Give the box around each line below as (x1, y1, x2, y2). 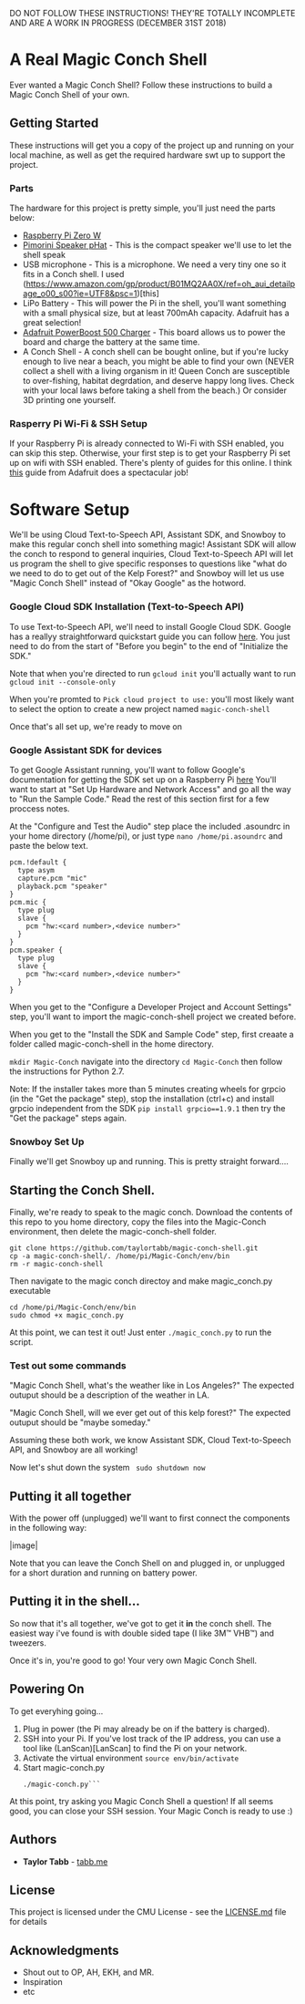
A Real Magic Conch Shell (9, 49, 208, 70)
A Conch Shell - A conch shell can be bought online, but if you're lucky (22, 346, 290, 357)
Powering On (9, 1681, 85, 1697)
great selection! (22, 317, 82, 328)
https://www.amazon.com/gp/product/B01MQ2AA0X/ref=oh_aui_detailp (25, 278, 296, 290)
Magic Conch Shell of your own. (9, 88, 130, 99)
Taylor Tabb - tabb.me (22, 1855, 108, 1867)
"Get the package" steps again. (9, 1112, 127, 1123)
